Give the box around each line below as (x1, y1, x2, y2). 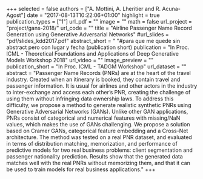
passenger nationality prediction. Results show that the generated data (6, 153, 183, 160)
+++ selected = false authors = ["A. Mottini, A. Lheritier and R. (6, 5, 161, 12)
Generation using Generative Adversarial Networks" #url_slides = (6, 31, 170, 38)
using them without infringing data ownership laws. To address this (6, 95, 174, 102)
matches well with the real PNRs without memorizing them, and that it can (6, 160, 191, 166)
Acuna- (162, 5, 181, 12)
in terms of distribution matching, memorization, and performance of (6, 140, 178, 147)
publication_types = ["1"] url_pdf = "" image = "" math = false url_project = (6, 18, 193, 25)
